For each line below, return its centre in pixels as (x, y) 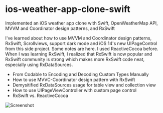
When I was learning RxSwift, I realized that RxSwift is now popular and (79, 54)
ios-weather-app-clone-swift (68, 9)
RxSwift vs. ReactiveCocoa (40, 95)
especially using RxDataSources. (39, 64)
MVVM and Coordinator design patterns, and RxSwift (60, 28)
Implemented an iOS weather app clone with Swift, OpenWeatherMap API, (81, 23)
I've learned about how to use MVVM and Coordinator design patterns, (78, 38)
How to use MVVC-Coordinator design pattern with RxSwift (74, 79)
